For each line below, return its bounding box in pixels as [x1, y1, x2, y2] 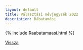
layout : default [5, 7, 39, 12]
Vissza [5, 40, 19, 46]
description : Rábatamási [5, 16, 56, 21]
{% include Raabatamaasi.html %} [5, 30, 75, 36]
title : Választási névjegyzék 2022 [5, 12, 79, 17]
